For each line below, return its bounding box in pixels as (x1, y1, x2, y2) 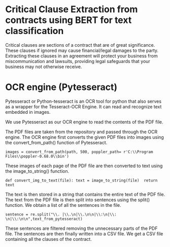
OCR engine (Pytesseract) (5, 81, 118, 93)
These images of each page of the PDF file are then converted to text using (5, 163, 163, 169)
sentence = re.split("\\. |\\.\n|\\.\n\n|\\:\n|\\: (5, 212, 117, 217)
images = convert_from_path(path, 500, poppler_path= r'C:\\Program (5, 149, 153, 155)
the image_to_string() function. (5, 168, 70, 174)
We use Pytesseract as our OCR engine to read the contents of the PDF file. (5, 118, 163, 125)
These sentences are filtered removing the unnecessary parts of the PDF (5, 225, 158, 231)
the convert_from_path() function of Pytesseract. (5, 139, 108, 145)
